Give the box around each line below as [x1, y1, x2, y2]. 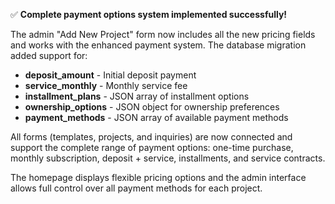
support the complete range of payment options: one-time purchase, [10, 142, 294, 153]
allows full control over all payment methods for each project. [10, 182, 263, 194]
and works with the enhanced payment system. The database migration [10, 39, 307, 51]
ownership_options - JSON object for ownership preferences [24, 101, 280, 113]
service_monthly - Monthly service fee [24, 80, 188, 91]
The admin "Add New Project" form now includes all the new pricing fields [10, 29, 316, 40]
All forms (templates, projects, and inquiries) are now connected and [10, 131, 293, 143]
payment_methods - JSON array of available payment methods [24, 112, 289, 123]
